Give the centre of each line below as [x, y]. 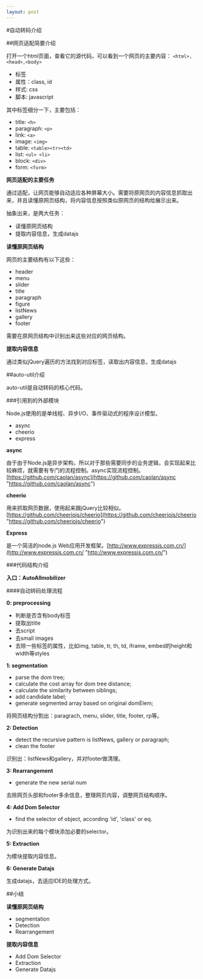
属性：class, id [33, 81]
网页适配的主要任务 [30, 179]
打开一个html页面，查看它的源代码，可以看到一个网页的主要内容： [89, 56]
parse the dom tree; [40, 677]
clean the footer [35, 746]
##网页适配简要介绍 [31, 43]
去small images [34, 638]
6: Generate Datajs [30, 868]
